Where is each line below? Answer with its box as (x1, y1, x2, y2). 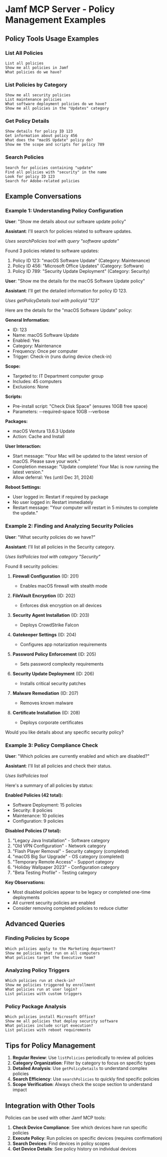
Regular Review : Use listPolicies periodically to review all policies (12, 1055, 153, 1061)
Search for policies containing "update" (5, 165, 94, 170)
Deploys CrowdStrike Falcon (20, 622, 79, 628)
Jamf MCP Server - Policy (5, 4, 115, 15)
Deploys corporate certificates (20, 719, 83, 726)
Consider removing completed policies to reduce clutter (12, 905, 128, 911)
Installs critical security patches (20, 680, 86, 686)
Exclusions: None (12, 384, 49, 390)
